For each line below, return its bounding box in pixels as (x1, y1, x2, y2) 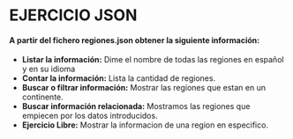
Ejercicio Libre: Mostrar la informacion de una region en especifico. (21, 120, 269, 130)
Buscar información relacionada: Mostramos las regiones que (21, 101, 251, 112)
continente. (21, 91, 64, 102)
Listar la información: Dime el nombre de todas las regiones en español (21, 55, 284, 65)
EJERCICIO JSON (9, 5, 138, 26)
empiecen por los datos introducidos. (21, 111, 158, 121)
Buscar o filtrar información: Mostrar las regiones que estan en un (21, 83, 267, 93)
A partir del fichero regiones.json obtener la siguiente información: (9, 34, 260, 45)
